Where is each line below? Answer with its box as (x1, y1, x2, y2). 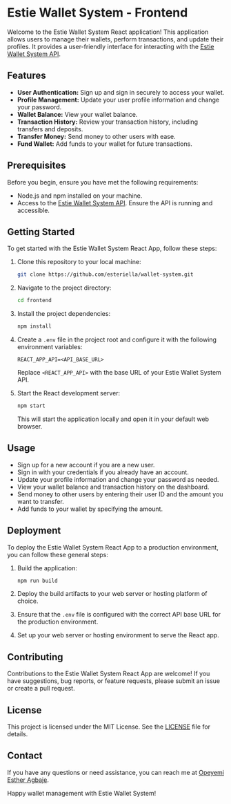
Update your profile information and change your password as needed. (17, 475, 219, 483)
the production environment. (17, 617, 99, 626)
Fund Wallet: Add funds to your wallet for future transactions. (17, 140, 193, 148)
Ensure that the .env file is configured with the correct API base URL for (17, 610, 221, 619)
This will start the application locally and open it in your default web (17, 415, 209, 423)
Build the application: (17, 563, 77, 572)
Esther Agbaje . (7, 776, 50, 784)
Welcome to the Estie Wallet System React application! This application (7, 28, 209, 36)
